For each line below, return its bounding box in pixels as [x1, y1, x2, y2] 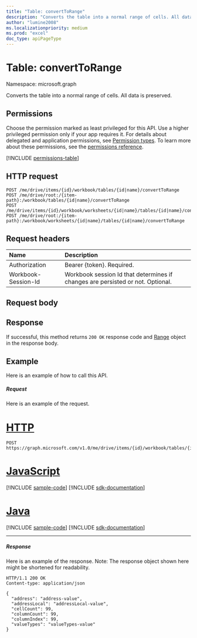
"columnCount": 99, [11, 611, 59, 617]
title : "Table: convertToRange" [6, 8, 85, 15]
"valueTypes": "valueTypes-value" [11, 622, 96, 627]
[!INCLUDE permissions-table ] [6, 154, 79, 161]
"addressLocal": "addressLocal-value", [11, 601, 109, 607]
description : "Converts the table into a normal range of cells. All [6, 14, 180, 20]
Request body [6, 297, 59, 308]
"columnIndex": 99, [11, 616, 59, 622]
